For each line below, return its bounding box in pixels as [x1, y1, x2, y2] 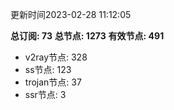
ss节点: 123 [24, 64, 72, 75]
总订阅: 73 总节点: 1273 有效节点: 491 [10, 30, 165, 42]
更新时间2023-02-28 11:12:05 [10, 9, 132, 20]
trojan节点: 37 [24, 76, 82, 88]
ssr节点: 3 [24, 89, 67, 100]
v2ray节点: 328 [24, 51, 88, 63]
